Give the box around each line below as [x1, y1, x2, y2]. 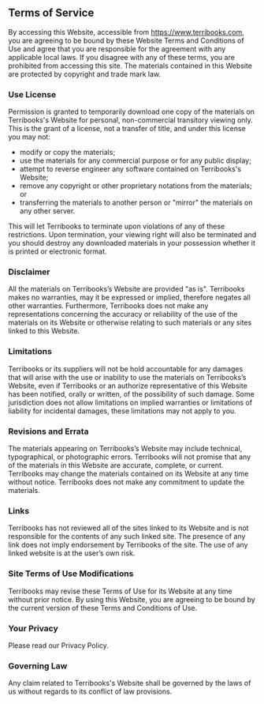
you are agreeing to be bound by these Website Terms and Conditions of [8, 36, 244, 45]
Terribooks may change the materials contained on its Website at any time [8, 469, 249, 478]
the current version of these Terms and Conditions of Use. [8, 603, 198, 612]
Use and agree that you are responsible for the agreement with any [8, 43, 226, 54]
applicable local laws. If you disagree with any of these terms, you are [8, 52, 235, 62]
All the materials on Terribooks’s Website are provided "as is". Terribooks [8, 284, 245, 294]
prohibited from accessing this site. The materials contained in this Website [8, 61, 252, 70]
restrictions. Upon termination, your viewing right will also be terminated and [8, 230, 257, 239]
